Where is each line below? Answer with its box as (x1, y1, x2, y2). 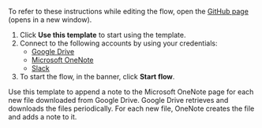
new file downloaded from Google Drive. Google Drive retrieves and (8, 96, 229, 104)
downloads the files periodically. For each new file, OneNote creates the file (8, 104, 255, 113)
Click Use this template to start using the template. (19, 31, 186, 39)
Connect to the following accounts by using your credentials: (19, 38, 218, 48)
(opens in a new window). (8, 15, 92, 24)
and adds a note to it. (8, 112, 77, 121)
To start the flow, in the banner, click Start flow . (19, 72, 175, 81)
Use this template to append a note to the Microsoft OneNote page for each (8, 87, 254, 97)
